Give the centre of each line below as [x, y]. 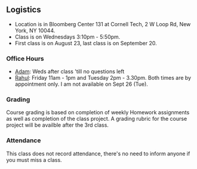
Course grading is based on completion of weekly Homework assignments [98, 112]
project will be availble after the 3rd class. [58, 125]
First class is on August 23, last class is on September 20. [86, 43]
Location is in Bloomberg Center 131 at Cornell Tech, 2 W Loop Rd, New [103, 24]
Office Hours [25, 58]
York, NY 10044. [35, 30]
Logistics [24, 10]
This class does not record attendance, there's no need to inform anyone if [98, 154]
